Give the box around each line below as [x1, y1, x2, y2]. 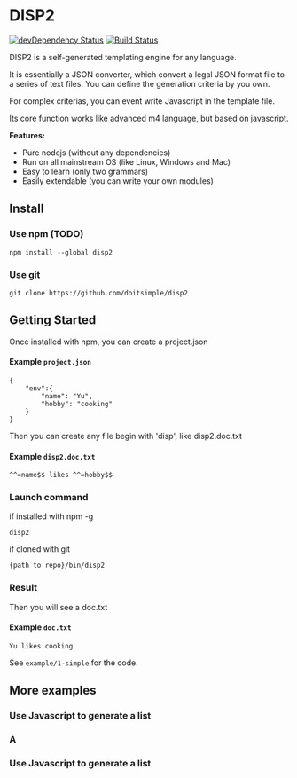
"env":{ [25, 383, 53, 393]
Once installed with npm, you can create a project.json [9, 336, 208, 347]
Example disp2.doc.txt [9, 451, 96, 461]
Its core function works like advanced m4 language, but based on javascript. [9, 113, 289, 123]
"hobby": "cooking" [41, 399, 113, 408]
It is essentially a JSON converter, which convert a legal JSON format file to [9, 68, 285, 80]
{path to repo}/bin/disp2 [9, 561, 105, 570]
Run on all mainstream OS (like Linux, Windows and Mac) [21, 156, 231, 167]
